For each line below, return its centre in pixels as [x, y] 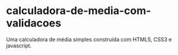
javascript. [19, 46]
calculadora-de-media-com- [79, 11]
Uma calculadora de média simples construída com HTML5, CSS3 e [89, 39]
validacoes [34, 23]
